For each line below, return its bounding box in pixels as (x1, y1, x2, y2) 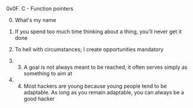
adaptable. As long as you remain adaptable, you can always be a (23, 89, 184, 96)
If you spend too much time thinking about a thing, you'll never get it (14, 28, 182, 35)
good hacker (23, 95, 55, 102)
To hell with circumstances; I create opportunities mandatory (14, 46, 164, 53)
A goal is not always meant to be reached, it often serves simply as (23, 63, 188, 71)
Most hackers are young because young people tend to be (23, 82, 167, 90)
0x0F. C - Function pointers (6, 5, 74, 12)
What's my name (14, 17, 56, 23)
